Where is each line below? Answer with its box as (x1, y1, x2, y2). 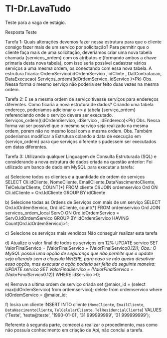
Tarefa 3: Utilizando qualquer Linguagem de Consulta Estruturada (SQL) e (5, 153, 157, 160)
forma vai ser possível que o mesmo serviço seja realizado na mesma (5, 123, 149, 129)
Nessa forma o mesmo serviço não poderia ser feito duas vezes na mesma (5, 81, 159, 87)
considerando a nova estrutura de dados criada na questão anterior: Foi (5, 159, 153, 165)
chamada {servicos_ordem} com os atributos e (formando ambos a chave (5, 54, 157, 60)
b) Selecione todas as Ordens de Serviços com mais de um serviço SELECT (5, 199, 161, 205)
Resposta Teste (5, 29, 37, 35)
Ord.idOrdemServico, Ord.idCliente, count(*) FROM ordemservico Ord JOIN (5, 204, 161, 210)
